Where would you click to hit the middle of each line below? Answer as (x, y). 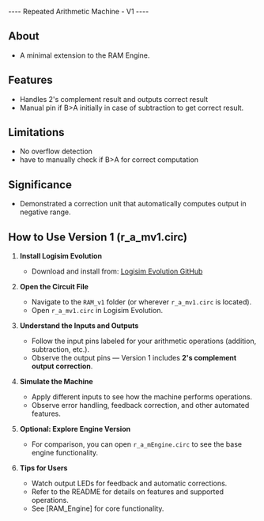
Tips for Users (43, 468)
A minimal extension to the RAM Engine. (85, 55)
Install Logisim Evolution (61, 256)
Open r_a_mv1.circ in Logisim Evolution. (97, 311)
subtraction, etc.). (60, 349)
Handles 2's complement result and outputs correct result (113, 99)
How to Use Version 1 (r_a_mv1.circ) (98, 237)
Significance (40, 185)
